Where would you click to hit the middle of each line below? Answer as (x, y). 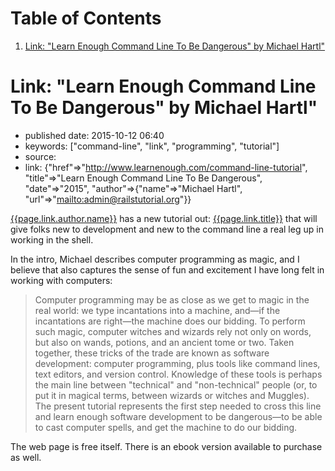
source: (40, 156)
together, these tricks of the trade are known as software (152, 353)
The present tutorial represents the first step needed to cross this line (178, 406)
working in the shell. (52, 239)
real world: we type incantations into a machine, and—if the (157, 310)
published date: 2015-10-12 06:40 (94, 135)
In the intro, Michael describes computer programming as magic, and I (155, 259)
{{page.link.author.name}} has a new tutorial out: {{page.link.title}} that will (164, 218)
